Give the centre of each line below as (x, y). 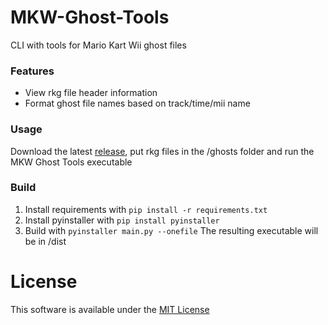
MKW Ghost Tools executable (71, 162)
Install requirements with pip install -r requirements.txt (146, 209)
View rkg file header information (91, 93)
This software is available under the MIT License (110, 309)
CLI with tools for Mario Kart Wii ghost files (98, 45)
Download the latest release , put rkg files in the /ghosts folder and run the (162, 151)
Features (32, 71)
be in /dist (45, 241)
